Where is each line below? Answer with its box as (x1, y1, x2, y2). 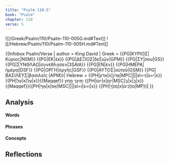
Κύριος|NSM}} (5, 56, 36, 62)
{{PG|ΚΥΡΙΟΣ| (120, 51, 150, 57)
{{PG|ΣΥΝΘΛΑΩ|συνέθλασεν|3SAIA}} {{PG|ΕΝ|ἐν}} (5, 61, 115, 68)
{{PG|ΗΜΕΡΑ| (115, 61, 145, 68)
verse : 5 (5, 21, 24, 27)
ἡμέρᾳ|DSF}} (5, 67, 33, 73)
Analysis (5, 98, 34, 107)
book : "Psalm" (5, 12, 36, 17)
